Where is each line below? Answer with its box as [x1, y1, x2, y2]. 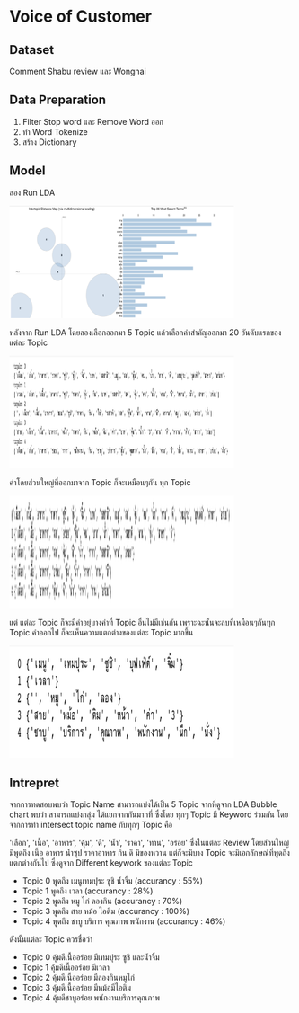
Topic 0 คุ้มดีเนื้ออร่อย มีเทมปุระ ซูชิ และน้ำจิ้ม [22, 952, 160, 963]
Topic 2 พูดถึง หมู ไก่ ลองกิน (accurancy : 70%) [22, 896, 182, 907]
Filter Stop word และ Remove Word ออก [22, 116, 164, 127]
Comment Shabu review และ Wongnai [9, 66, 146, 76]
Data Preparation [9, 93, 106, 108]
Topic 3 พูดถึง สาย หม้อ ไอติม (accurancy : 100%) [22, 906, 190, 917]
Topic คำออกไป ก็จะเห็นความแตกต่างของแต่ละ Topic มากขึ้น [9, 626, 194, 637]
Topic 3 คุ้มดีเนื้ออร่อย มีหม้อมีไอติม [22, 982, 132, 993]
